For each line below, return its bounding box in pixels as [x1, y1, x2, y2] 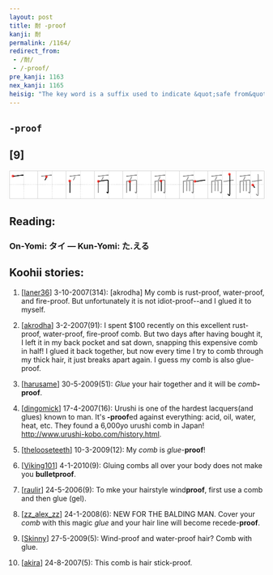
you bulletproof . [20, 469, 76, 479]
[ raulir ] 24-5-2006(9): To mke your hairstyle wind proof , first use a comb [20, 484, 263, 494]
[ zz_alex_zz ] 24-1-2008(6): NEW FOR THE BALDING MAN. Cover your [20, 509, 256, 518]
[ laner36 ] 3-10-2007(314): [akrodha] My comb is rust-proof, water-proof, [20, 287, 265, 297]
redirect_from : [9, 47, 61, 56]
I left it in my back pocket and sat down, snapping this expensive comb [20, 337, 258, 347]
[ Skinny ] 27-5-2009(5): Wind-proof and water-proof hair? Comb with [20, 533, 252, 543]
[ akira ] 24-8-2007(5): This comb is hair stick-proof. [20, 557, 193, 567]
